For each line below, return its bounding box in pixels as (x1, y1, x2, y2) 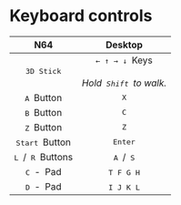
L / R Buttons (14, 150, 74, 163)
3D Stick (25, 67, 62, 77)
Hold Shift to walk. (81, 77, 167, 89)
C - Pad (25, 165, 62, 178)
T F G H (107, 168, 141, 178)
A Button (25, 91, 63, 104)
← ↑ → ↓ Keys (95, 54, 153, 67)
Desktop (106, 38, 144, 51)
